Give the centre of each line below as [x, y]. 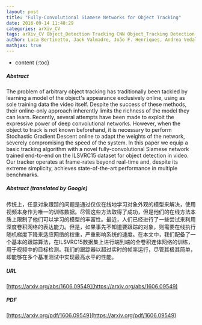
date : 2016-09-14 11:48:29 [40, 23]
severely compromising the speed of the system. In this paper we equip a [97, 143]
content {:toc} [32, 62]
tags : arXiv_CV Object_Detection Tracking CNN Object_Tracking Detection [101, 34]
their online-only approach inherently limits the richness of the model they [98, 110]
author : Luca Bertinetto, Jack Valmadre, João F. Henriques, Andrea [94, 40]
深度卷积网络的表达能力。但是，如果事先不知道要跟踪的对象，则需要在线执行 [101, 227]
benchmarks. [23, 175]
